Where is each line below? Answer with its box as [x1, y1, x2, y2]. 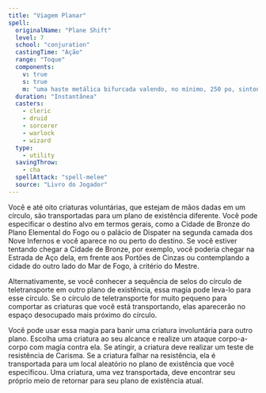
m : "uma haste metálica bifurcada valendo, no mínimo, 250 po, [22, 85, 236, 93]
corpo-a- [218, 334, 248, 343]
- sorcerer [22, 122, 59, 130]
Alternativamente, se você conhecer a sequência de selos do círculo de [8, 276, 242, 285]
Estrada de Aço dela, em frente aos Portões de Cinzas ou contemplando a [8, 252, 250, 262]
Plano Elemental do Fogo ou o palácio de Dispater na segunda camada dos [8, 227, 253, 237]
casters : [15, 100, 44, 108]
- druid [22, 115, 47, 123]
